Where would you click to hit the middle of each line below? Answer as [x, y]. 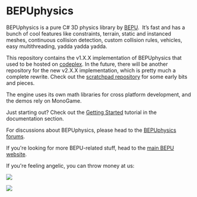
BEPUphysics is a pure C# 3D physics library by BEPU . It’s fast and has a [96, 27]
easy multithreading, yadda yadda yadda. [57, 46]
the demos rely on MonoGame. [44, 101]
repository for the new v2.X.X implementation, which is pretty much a [91, 70]
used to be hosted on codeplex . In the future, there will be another [87, 64]
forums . [16, 136]
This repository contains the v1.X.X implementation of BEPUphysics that [94, 58]
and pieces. [20, 83]
